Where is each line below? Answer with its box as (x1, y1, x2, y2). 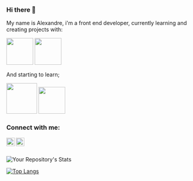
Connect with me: (6, 124, 60, 132)
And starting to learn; (6, 71, 60, 78)
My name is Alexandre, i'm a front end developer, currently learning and (6, 20, 188, 27)
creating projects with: (6, 26, 63, 33)
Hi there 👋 (6, 6, 37, 14)
